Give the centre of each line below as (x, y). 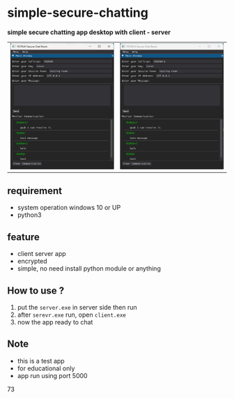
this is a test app (41, 361)
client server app (41, 254)
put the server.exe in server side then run (77, 307)
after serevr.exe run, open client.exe (72, 315)
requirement (35, 191)
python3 (29, 215)
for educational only (46, 368)
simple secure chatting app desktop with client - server (89, 32)
